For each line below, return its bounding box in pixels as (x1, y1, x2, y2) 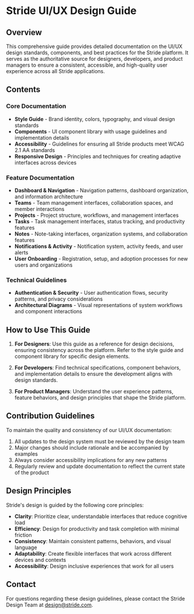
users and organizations (14, 261, 73, 268)
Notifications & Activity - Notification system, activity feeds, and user (14, 243, 184, 250)
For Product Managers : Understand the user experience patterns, (14, 388, 174, 395)
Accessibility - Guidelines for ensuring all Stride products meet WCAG (14, 140, 185, 147)
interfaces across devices (14, 159, 77, 166)
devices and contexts (14, 556, 66, 563)
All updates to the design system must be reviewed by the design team (14, 437, 185, 445)
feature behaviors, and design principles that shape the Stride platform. (14, 394, 186, 401)
